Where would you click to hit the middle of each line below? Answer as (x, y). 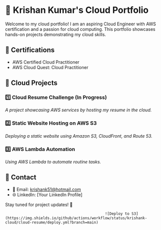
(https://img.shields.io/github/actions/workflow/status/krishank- (76, 218)
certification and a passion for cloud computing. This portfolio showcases (80, 29)
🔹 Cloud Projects (31, 83)
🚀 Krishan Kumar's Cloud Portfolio (77, 10)
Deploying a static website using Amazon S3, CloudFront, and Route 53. (79, 136)
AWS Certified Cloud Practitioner (46, 62)
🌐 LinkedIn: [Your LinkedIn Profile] (47, 194)
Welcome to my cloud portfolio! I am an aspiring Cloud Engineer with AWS (80, 24)
